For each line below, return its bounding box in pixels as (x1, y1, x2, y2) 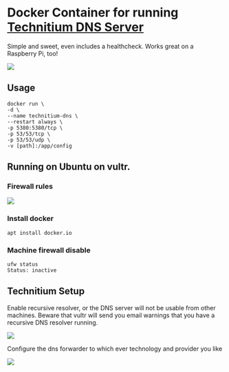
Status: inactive (7, 267, 57, 274)
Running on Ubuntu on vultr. (7, 161, 131, 173)
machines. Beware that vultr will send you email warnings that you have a (7, 311, 215, 319)
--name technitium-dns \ (7, 112, 78, 119)
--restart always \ (7, 118, 63, 125)
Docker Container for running (7, 5, 179, 21)
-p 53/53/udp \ (7, 136, 51, 143)
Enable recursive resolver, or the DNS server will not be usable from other (7, 303, 217, 312)
